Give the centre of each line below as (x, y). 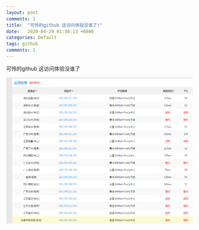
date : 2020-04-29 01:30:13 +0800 (50, 31)
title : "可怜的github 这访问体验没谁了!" (54, 25)
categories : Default (32, 38)
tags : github (22, 44)
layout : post (22, 12)
